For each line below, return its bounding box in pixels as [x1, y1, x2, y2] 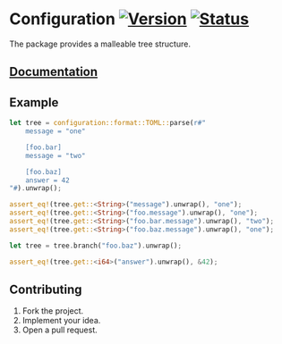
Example [9, 95, 59, 110]
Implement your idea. [21, 315, 101, 326]
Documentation [9, 64, 98, 80]
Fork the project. [21, 306, 84, 316]
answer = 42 [25, 175, 70, 185]
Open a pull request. [21, 324, 98, 335]
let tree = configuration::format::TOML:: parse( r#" [9, 119, 206, 128]
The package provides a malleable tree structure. [9, 38, 191, 49]
